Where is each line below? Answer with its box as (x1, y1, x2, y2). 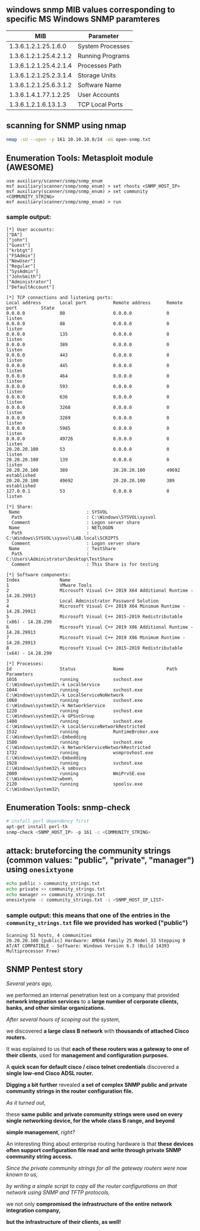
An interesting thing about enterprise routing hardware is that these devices (6, 1140, 194, 1147)
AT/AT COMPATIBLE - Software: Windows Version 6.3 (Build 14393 (6, 943, 170, 949)
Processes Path (77, 61, 122, 69)
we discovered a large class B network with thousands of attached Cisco (6, 1028, 189, 1035)
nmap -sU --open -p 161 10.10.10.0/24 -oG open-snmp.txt (6, 136, 151, 142)
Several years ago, (6, 980, 53, 987)
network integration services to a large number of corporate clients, (6, 998, 179, 1005)
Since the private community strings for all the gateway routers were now (6, 1165, 187, 1172)
